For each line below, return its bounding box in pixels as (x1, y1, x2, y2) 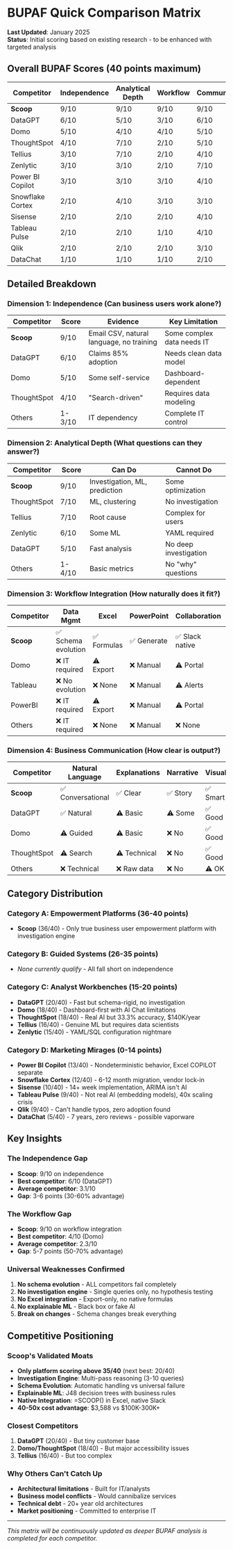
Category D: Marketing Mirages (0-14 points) (7, 1045, 162, 1055)
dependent (164, 377, 200, 387)
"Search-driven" (88, 393, 144, 403)
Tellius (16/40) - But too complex (17, 1452, 112, 1460)
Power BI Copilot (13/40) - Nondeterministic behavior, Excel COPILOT (17, 1061, 217, 1069)
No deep (165, 539, 193, 549)
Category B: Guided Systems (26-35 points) (7, 948, 159, 958)
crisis (17, 1097, 33, 1106)
